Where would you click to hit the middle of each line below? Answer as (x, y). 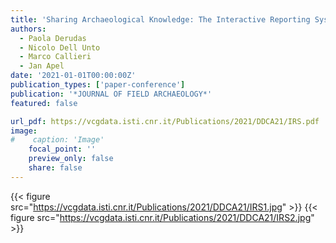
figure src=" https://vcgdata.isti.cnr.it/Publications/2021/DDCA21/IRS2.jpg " (162, 217)
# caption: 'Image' (57, 140)
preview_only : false (71, 159)
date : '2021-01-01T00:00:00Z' (73, 76)
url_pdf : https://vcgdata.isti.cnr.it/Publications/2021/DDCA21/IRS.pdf (165, 121)
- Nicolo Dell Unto (60, 47)
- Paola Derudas (53, 38)
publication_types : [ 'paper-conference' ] (98, 85)
